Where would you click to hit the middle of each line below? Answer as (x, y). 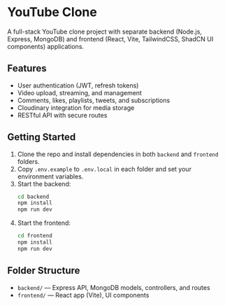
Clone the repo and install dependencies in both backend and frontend (118, 154)
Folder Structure (44, 271)
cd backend (33, 197)
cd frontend (35, 236)
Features (27, 68)
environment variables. (50, 176)
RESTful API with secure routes (62, 115)
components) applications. (46, 46)
